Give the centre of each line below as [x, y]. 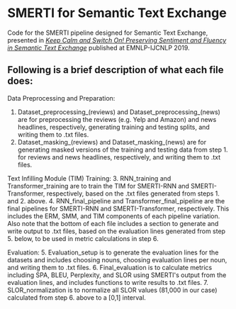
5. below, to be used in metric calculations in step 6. [83, 238]
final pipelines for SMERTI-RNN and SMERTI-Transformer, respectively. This [118, 208]
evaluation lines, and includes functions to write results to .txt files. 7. [108, 282]
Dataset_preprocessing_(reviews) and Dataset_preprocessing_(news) [119, 112]
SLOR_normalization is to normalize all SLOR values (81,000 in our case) [112, 290]
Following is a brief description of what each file [116, 70]
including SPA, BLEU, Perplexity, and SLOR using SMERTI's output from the [117, 275]
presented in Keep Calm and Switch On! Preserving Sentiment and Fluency [117, 40]
